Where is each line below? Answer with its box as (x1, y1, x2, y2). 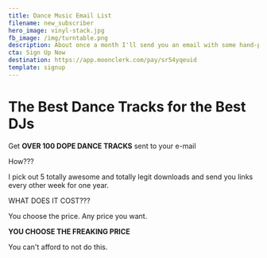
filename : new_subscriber (8, 19, 94, 27)
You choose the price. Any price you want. (8, 211, 148, 221)
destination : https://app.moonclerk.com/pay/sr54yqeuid (8, 57, 197, 64)
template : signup (8, 64, 66, 72)
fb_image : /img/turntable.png (8, 33, 109, 42)
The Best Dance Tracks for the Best (8, 97, 246, 115)
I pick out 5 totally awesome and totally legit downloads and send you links (8, 172, 253, 182)
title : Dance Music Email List (8, 11, 112, 20)
